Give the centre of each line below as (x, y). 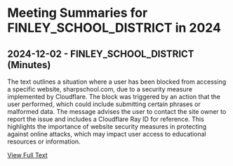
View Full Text (27, 155)
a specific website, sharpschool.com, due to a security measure (100, 89)
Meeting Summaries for (78, 13)
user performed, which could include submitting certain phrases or (104, 104)
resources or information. (44, 141)
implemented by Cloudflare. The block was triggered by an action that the (114, 97)
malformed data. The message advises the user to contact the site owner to (117, 111)
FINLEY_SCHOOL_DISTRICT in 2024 (114, 28)
